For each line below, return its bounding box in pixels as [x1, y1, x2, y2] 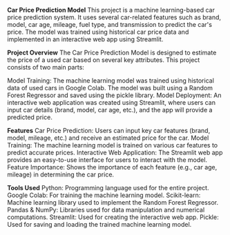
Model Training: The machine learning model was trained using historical [7, 76, 214, 85]
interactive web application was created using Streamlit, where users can [7, 99, 216, 106]
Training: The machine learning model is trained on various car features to [7, 141, 218, 149]
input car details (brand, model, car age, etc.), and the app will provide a [7, 106, 213, 114]
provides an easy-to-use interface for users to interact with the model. [7, 156, 208, 164]
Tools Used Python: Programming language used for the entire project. [7, 184, 209, 192]
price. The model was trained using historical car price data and [7, 28, 189, 36]
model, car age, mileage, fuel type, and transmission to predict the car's [7, 21, 213, 28]
